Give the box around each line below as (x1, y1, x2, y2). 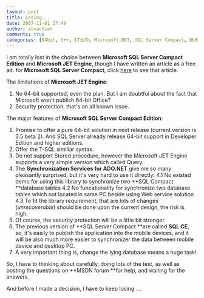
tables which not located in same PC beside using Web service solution (15, 191, 194, 197)
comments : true (6, 31, 45, 38)
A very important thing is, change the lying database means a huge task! (15, 249, 197, 256)
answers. (6, 273, 29, 280)
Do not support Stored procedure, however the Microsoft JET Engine (15, 152, 188, 159)
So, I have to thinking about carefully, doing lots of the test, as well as (6, 260, 180, 267)
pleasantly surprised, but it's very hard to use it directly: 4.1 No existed (15, 171, 191, 179)
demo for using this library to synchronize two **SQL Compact (15, 178, 174, 185)
